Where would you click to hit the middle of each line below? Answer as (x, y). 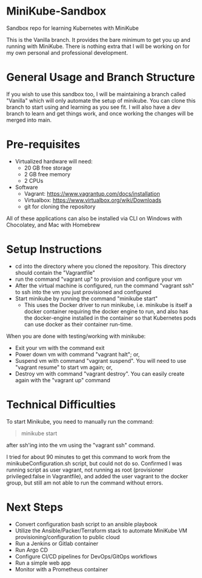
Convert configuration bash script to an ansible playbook (86, 524)
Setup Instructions (54, 249)
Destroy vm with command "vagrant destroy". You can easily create (100, 373)
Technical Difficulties (61, 404)
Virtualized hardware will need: (54, 161)
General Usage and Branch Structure (101, 77)
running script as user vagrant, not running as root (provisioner (85, 470)
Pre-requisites (43, 145)
